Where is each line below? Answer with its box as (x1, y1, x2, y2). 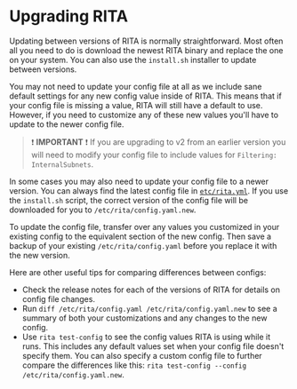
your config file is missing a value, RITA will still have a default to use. (9, 99, 263, 110)
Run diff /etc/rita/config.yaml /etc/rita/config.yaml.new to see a (21, 303, 277, 314)
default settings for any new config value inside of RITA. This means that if (9, 91, 282, 101)
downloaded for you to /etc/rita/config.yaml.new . (9, 204, 197, 215)
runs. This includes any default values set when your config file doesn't (21, 340, 285, 352)
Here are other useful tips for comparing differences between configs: (9, 266, 267, 277)
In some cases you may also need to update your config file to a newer (9, 176, 269, 187)
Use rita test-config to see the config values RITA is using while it (21, 331, 271, 342)
